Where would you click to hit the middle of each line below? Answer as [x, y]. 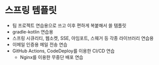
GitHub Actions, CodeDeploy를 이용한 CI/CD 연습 [64, 51]
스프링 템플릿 [31, 10]
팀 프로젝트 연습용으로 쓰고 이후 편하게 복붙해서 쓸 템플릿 [69, 25]
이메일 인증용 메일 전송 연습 [40, 44]
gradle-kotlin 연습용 [33, 31]
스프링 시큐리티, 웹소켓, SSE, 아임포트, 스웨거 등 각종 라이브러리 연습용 [83, 38]
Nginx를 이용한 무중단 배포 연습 [51, 57]
